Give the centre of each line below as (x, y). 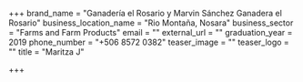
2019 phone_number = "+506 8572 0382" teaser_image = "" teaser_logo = (149, 42)
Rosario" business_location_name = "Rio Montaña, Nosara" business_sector (151, 23)
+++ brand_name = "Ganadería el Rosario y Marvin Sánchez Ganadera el (146, 13)
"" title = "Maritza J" (46, 52)
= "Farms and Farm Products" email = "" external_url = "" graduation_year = (151, 32)
